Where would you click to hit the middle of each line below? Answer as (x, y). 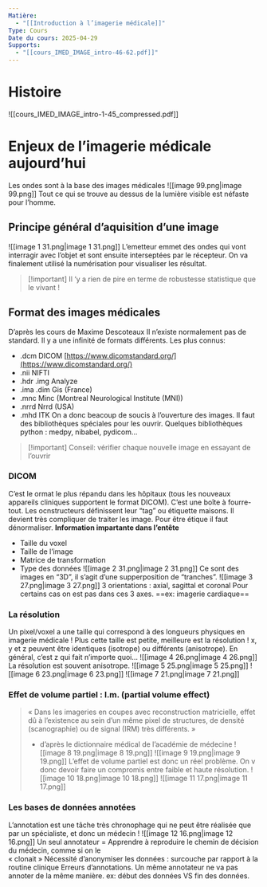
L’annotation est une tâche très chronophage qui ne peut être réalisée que (130, 825)
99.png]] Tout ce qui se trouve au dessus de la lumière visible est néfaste (129, 194)
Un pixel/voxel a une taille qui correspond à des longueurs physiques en (127, 632)
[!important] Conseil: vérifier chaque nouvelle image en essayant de (139, 447)
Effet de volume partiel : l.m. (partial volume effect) (109, 695)
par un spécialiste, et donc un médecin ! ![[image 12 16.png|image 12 (121, 833)
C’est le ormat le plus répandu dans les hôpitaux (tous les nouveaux (120, 493)
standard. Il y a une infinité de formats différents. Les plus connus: (117, 340)
